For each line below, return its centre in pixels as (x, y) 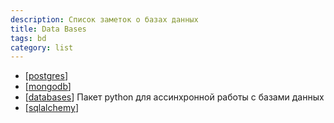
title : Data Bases (48, 29)
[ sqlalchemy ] (51, 108)
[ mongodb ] (48, 87)
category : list (42, 47)
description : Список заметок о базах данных (104, 19)
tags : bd (28, 38)
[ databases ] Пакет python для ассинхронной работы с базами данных (174, 97)
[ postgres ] (46, 76)
